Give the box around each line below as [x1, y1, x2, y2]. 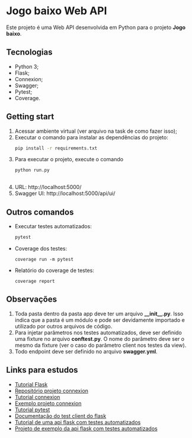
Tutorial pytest [14, 406, 50, 413]
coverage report [14, 278, 55, 284]
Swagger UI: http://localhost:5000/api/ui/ [14, 190, 116, 197]
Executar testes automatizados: [14, 223, 92, 229]
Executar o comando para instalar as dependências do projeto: [14, 133, 169, 140]
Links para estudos [6, 365, 78, 375]
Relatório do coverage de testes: [14, 267, 95, 274]
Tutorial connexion [14, 393, 60, 401]
